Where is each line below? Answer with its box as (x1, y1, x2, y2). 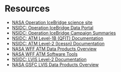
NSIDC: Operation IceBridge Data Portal (11, 24, 94, 30)
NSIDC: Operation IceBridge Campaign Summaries (11, 30, 116, 36)
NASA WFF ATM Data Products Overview (11, 46, 97, 52)
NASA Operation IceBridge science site (11, 19, 93, 25)
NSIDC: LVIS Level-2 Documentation (11, 56, 87, 62)
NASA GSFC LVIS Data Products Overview (11, 62, 99, 68)
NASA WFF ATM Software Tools (11, 51, 78, 57)
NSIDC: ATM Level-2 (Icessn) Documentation (11, 40, 105, 46)
